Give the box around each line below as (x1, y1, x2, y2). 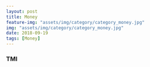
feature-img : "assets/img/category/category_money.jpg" (6, 19, 145, 25)
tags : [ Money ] (6, 36, 41, 41)
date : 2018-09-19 (6, 30, 48, 36)
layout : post (6, 8, 38, 15)
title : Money (6, 14, 38, 20)
